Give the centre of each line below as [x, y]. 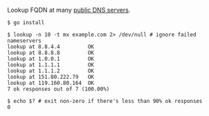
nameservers [24, 41]
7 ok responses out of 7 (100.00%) [58, 89]
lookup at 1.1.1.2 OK [51, 71]
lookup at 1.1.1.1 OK [51, 65]
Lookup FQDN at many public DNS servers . [69, 10]
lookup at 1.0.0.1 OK [51, 59]
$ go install [26, 23]
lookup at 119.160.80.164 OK [51, 83]
